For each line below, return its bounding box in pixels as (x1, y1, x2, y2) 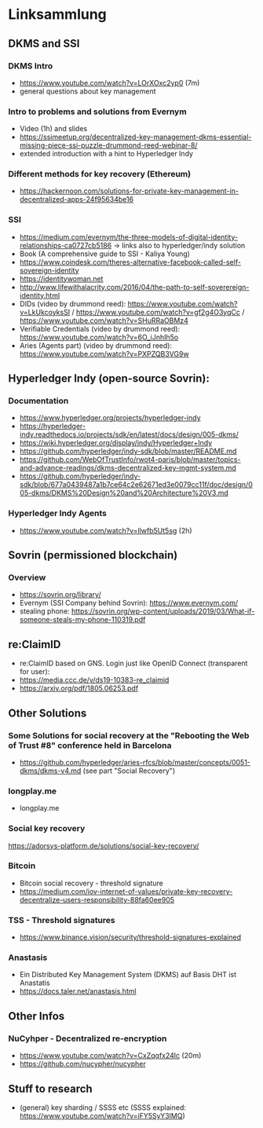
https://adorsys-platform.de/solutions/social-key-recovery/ (8, 841, 199, 850)
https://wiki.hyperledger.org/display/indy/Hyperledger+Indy (19, 438, 213, 448)
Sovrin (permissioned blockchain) (8, 548, 178, 562)
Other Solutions (8, 706, 87, 720)
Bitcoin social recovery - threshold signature (19, 878, 163, 888)
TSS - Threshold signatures (8, 914, 115, 925)
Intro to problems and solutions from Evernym (8, 106, 187, 117)
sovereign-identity (19, 266, 80, 275)
